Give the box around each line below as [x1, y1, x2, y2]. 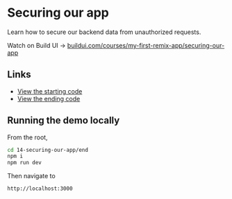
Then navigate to [7, 172, 56, 180]
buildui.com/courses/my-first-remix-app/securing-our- [67, 41, 225, 49]
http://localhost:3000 [7, 185, 73, 192]
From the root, [7, 133, 48, 141]
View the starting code [17, 87, 83, 95]
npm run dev [7, 159, 42, 166]
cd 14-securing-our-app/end [7, 146, 89, 153]
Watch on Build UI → [7, 41, 66, 49]
